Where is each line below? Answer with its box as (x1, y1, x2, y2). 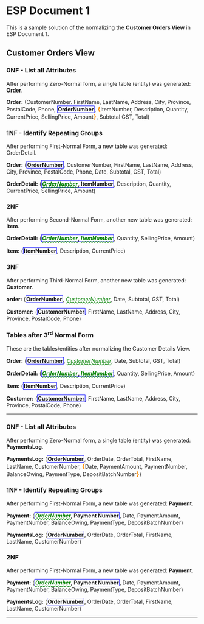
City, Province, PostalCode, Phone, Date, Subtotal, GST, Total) (6, 168, 161, 175)
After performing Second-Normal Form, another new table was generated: (6, 216, 192, 223)
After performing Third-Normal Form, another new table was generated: (6, 276, 186, 284)
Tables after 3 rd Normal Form (6, 330, 94, 340)
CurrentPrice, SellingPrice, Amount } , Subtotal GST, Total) (6, 112, 150, 121)
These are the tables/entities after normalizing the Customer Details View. (6, 345, 191, 352)
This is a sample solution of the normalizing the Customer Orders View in (6, 24, 191, 31)
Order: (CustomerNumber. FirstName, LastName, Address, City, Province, (6, 98, 191, 105)
